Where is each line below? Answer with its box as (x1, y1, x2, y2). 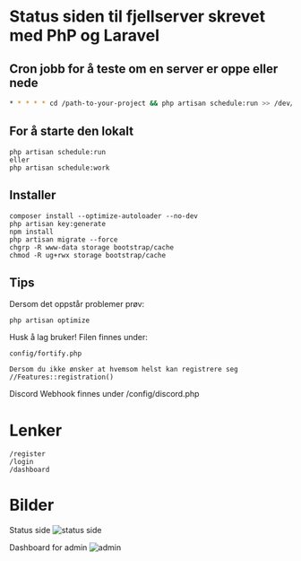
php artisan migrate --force (9, 235, 118, 244)
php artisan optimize (9, 316, 90, 325)
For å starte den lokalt (9, 124, 134, 139)
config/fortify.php (9, 349, 82, 358)
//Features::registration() (9, 373, 115, 382)
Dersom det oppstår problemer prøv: (9, 299, 145, 310)
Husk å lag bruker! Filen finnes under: (9, 332, 148, 343)
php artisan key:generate (9, 219, 106, 228)
